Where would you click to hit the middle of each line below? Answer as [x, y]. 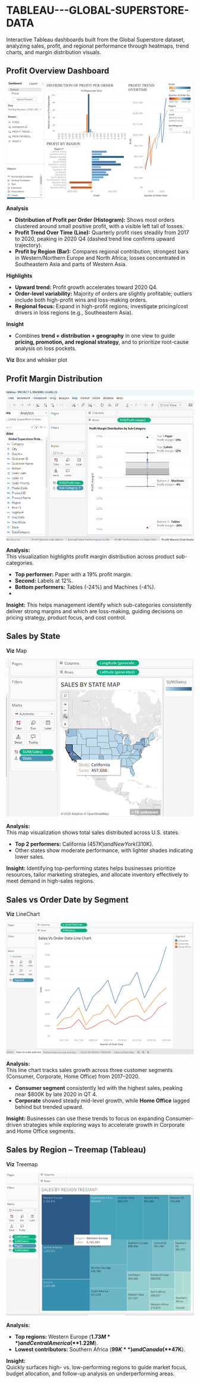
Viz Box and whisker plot [37, 360]
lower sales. [29, 857]
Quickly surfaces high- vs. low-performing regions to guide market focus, [97, 1368]
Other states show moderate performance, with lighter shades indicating [104, 850]
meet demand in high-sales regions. [50, 881]
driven [14, 1124]
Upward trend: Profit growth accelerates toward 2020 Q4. [86, 287]
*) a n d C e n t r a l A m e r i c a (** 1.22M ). [56, 1343]
